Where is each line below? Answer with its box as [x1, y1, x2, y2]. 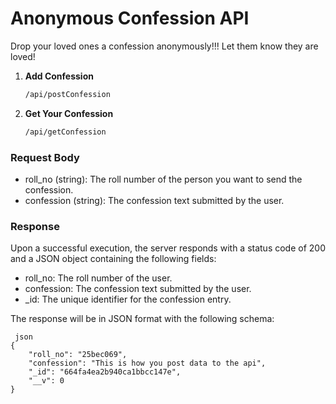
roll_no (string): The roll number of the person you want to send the [24, 173, 303, 185]
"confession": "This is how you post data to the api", [28, 358, 267, 369]
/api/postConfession [24, 89, 111, 99]
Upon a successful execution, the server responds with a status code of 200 [10, 242, 327, 254]
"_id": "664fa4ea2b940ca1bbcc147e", [28, 367, 182, 377]
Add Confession [24, 70, 94, 82]
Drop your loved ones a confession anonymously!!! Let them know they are [10, 40, 319, 52]
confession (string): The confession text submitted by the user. [24, 194, 285, 206]
